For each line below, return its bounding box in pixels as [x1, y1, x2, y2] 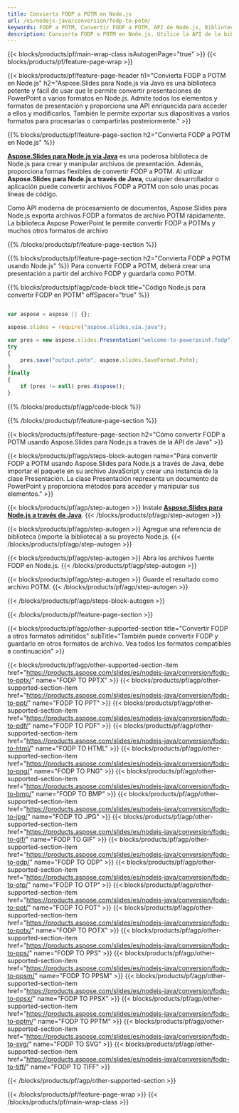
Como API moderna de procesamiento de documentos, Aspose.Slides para [7, 204, 228, 213]
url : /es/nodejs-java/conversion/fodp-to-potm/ [7, 17, 152, 24]
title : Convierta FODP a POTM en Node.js [7, 10, 132, 18]
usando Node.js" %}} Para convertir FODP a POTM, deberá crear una [7, 262, 211, 270]
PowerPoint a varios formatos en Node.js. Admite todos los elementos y [7, 94, 218, 103]
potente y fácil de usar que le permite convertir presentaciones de [7, 86, 201, 95]
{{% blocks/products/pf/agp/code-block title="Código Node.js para [7, 283, 206, 292]
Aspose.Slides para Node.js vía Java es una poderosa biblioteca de [7, 152, 208, 161]
